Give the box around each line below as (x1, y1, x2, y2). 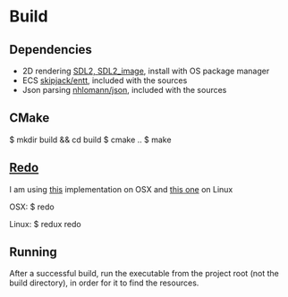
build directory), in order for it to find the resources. (9, 277, 199, 288)
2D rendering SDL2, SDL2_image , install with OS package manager (21, 65, 270, 76)
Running (9, 244, 58, 260)
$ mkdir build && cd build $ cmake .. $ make (9, 134, 172, 145)
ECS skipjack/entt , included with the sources (21, 75, 188, 86)
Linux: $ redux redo (9, 218, 82, 229)
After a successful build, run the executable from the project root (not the (9, 268, 279, 279)
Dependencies (9, 42, 92, 57)
